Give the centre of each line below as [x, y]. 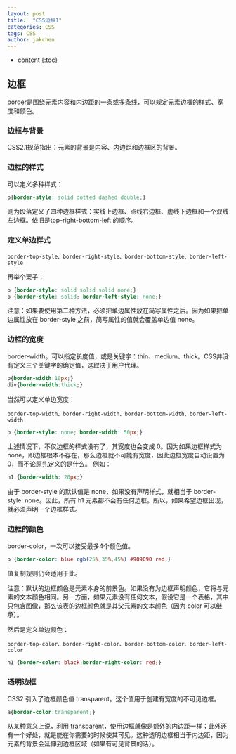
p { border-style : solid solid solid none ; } [72, 290]
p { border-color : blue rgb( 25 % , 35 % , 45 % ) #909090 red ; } [89, 559]
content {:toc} [38, 60]
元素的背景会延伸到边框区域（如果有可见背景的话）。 [83, 744]
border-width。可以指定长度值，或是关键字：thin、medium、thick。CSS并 [115, 356]
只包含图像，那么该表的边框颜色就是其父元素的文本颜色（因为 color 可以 [112, 606]
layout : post [26, 14]
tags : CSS [22, 33]
